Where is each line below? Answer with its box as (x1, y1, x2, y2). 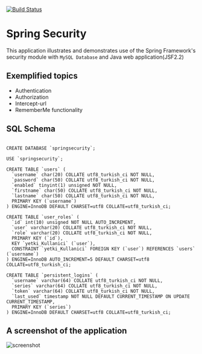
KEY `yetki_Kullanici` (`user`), (11, 240, 96, 246)
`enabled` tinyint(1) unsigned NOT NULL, (11, 182, 118, 188)
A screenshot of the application (6, 326, 127, 336)
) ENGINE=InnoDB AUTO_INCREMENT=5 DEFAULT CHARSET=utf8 (6, 256, 150, 263)
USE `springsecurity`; (6, 156, 63, 162)
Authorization (14, 93, 49, 100)
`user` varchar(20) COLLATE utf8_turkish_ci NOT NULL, (11, 225, 153, 231)
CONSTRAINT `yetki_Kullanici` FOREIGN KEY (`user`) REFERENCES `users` (11, 246, 196, 252)
